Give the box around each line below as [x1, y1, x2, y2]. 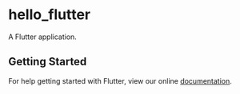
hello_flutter [8, 6, 90, 24]
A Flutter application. [8, 32, 78, 41]
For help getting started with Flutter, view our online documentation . [8, 76, 232, 85]
